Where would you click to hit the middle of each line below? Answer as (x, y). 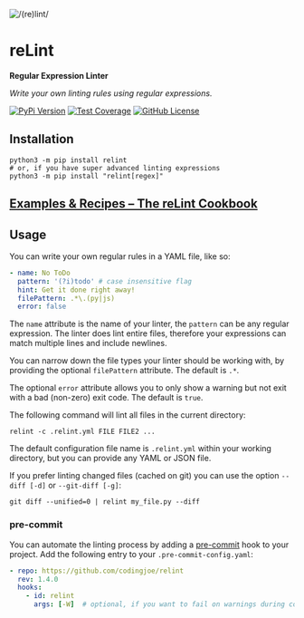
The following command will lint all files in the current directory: (128, 415)
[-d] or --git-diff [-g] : (76, 486)
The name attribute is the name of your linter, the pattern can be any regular (149, 324)
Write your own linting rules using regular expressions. (111, 93)
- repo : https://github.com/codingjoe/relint (96, 571)
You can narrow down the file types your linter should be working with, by (147, 361)
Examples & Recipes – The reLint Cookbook (133, 204)
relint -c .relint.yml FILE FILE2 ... (82, 432)
